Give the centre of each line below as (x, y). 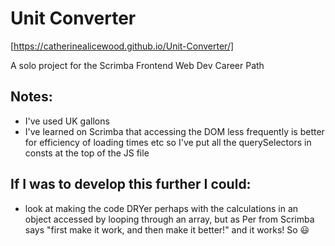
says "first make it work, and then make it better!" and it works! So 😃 (167, 229)
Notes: (31, 97)
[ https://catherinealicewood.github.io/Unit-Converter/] (122, 46)
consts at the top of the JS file (87, 153)
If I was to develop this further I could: (131, 184)
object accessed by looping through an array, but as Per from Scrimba (169, 219)
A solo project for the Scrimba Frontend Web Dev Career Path (137, 65)
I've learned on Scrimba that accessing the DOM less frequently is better (174, 131)
